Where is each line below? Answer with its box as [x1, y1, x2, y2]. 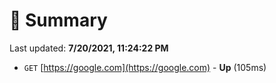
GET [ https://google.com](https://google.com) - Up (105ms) [23, 61, 267, 73]
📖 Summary [9, 9, 108, 32]
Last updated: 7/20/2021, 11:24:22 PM [9, 42, 169, 54]
